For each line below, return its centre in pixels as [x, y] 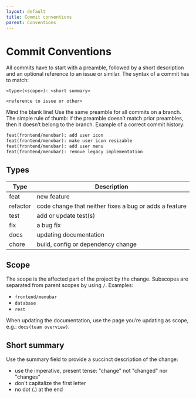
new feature [53, 196]
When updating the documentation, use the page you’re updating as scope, [97, 321]
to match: [18, 80]
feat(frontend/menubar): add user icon [55, 136]
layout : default [26, 11]
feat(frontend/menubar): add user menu [55, 146]
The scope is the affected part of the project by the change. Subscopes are [97, 279]
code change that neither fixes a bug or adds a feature [111, 206]
